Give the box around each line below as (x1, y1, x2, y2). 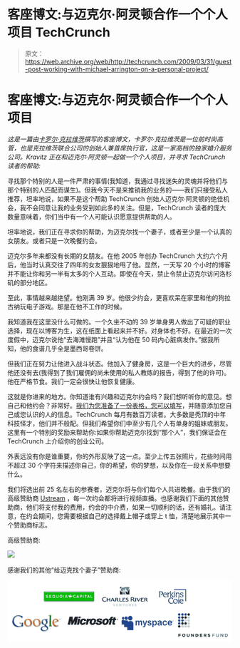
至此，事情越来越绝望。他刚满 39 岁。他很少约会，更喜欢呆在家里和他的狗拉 (7, 293, 231, 302)
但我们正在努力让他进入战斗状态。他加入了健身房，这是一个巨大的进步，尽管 (7, 359, 232, 368)
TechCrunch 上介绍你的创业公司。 (7, 436, 108, 446)
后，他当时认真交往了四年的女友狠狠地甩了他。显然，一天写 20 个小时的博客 (7, 260, 231, 269)
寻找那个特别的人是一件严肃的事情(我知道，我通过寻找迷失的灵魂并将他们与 (7, 176, 229, 185)
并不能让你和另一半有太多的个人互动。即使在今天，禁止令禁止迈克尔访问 (7, 269, 219, 278)
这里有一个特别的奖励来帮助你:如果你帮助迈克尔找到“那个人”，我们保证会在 (7, 428, 227, 436)
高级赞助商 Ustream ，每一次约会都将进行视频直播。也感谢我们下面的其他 (7, 493, 223, 503)
